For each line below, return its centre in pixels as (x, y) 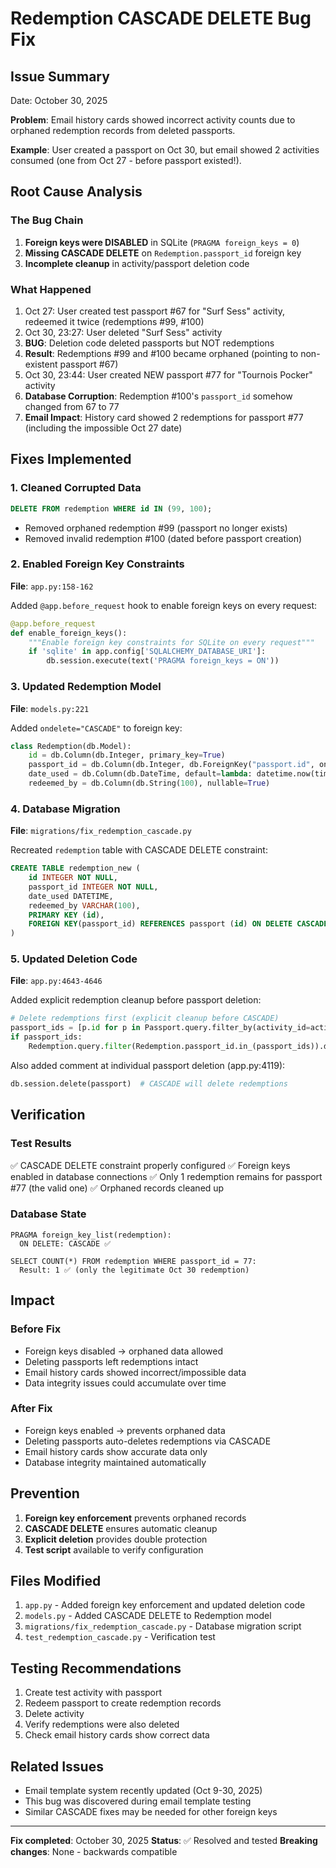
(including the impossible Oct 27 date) (103, 428)
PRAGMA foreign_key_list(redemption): (91, 1235)
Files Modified (56, 1581)
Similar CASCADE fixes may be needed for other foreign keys (151, 1812)
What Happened (51, 289)
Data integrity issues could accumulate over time (125, 1383)
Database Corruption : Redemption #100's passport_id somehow (158, 396)
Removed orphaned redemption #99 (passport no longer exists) (156, 528)
